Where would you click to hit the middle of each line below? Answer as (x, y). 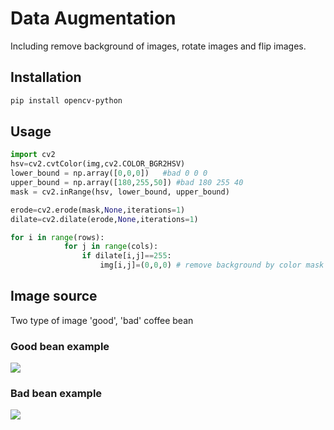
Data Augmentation (93, 18)
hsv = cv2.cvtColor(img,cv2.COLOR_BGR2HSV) (98, 164)
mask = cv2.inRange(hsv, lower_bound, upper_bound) (120, 192)
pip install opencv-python (66, 100)
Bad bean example (56, 394)
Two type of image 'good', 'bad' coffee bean (102, 320)
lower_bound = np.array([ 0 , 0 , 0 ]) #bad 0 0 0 (109, 173)
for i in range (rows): (57, 237)
